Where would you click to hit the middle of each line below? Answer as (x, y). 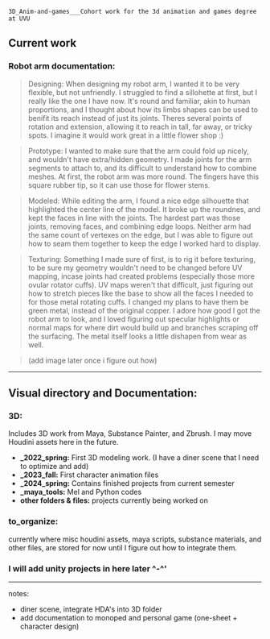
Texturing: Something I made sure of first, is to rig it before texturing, (141, 259)
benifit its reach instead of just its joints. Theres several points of (135, 118)
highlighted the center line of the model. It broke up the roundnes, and (144, 209)
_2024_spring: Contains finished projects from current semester (127, 483)
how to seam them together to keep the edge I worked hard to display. (144, 243)
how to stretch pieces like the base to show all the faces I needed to (141, 293)
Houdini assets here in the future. (63, 442)
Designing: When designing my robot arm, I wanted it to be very (134, 84)
